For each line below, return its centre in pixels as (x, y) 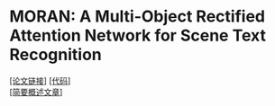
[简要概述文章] (36, 92)
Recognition (55, 55)
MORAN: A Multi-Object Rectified (137, 17)
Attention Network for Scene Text (137, 35)
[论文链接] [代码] (40, 80)
